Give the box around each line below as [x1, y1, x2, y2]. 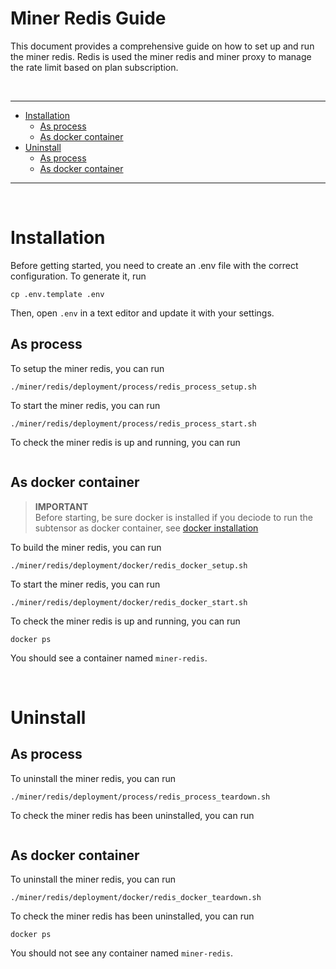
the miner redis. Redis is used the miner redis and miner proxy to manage [10, 50, 312, 62]
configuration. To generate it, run [10, 270, 147, 282]
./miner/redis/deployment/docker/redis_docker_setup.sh [10, 560, 248, 571]
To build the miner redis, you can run [10, 541, 162, 553]
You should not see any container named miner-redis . [10, 947, 233, 959]
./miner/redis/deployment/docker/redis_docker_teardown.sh [10, 893, 262, 903]
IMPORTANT [34, 500, 89, 512]
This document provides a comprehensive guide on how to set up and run [10, 40, 315, 52]
